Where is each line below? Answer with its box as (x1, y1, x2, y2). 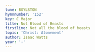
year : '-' (5, 40, 26, 45)
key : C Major (5, 16, 32, 21)
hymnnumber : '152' (5, 12, 43, 17)
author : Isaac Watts (5, 35, 48, 40)
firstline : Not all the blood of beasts (5, 26, 91, 31)
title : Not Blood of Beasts (5, 21, 64, 26)
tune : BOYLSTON (5, 7, 37, 12)
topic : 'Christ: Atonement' (5, 30, 64, 35)
